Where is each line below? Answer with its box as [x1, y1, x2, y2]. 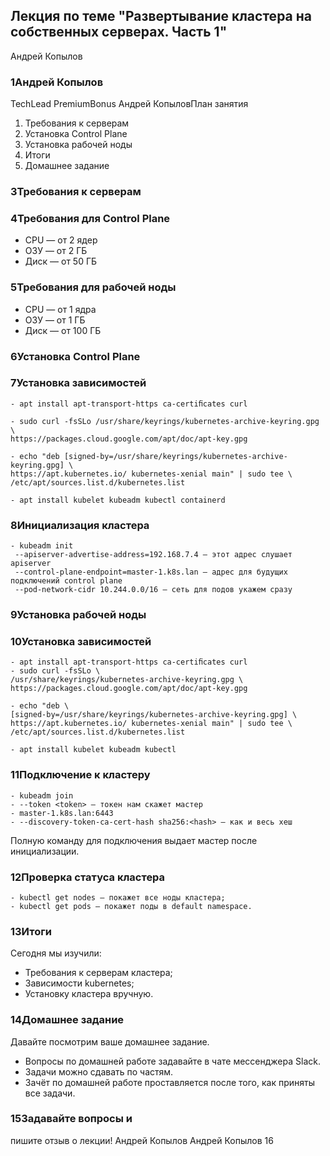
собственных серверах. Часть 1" [10, 24, 228, 41]
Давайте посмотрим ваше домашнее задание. [10, 1035, 210, 1048]
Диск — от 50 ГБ [24, 255, 98, 268]
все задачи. [24, 1087, 76, 1099]
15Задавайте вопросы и [10, 1112, 133, 1126]
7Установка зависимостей [10, 376, 147, 390]
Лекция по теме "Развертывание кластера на [10, 8, 312, 25]
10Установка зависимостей [10, 634, 152, 648]
